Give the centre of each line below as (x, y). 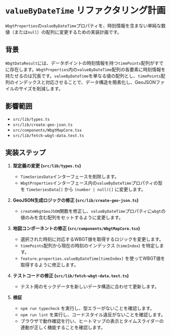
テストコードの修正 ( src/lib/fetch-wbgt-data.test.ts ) (71, 276)
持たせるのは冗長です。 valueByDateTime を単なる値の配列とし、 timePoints (83, 76)
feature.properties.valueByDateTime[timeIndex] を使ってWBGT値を (93, 258)
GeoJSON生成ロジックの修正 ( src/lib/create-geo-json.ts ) (76, 200)
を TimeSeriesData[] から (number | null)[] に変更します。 (83, 189)
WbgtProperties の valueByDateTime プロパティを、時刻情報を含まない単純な (83, 26)
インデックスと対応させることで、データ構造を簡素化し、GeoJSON (85, 82)
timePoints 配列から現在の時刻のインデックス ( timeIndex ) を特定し (90, 245)
